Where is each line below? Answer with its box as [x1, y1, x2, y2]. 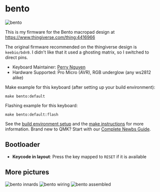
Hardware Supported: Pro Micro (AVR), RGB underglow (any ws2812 [12, 69, 152, 75]
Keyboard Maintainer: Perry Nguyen [12, 64, 85, 70]
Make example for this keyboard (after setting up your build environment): [5, 84, 156, 90]
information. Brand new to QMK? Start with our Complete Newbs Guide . [5, 126, 151, 132]
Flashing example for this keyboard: [5, 102, 78, 108]
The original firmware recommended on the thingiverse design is [5, 44, 137, 50]
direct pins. [5, 54, 28, 60]
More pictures [5, 168, 49, 177]
